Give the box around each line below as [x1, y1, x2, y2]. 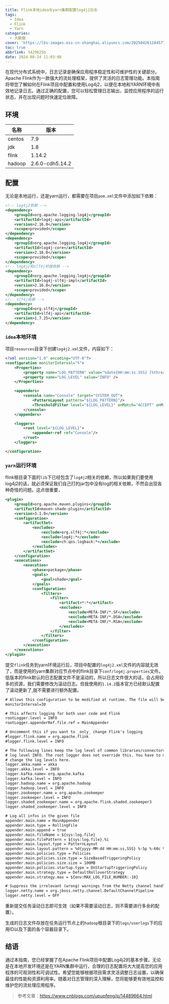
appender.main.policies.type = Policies [5, 851, 92, 856]
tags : [5, 12, 17, 17]
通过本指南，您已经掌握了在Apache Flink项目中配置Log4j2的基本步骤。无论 [5, 957, 161, 963]
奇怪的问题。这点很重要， [9, 487, 63, 493]
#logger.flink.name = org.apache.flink [5, 734, 89, 739]
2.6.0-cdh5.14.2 [31, 160, 71, 167]
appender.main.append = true [5, 827, 66, 833]
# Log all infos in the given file [5, 814, 80, 819]
